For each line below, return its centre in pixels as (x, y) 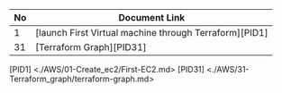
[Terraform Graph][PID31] (91, 47)
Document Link (152, 17)
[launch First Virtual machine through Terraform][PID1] (152, 33)
